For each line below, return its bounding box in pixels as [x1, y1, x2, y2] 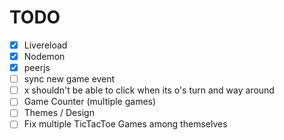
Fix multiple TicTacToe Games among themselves [23, 118, 228, 130]
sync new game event [23, 73, 116, 85]
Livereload [23, 39, 68, 51]
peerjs [23, 62, 51, 74]
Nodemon [23, 51, 66, 62]
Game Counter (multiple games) [23, 96, 157, 108]
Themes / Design [23, 107, 95, 119]
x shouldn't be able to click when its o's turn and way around [23, 84, 275, 96]
